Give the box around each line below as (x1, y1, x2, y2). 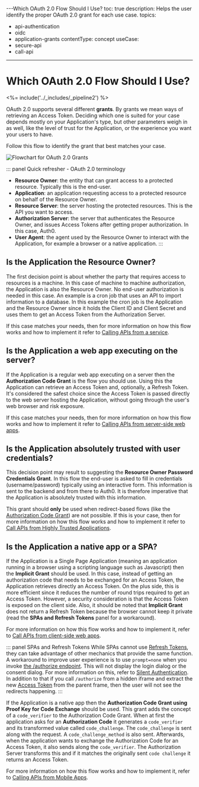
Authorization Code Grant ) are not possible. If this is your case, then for (6, 512, 181, 519)
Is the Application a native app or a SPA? (6, 542, 158, 552)
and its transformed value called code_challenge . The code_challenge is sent (6, 725, 192, 732)
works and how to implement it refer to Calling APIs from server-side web (6, 420, 185, 427)
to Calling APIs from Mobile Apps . (6, 774, 89, 781)
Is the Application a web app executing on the (6, 346, 178, 356)
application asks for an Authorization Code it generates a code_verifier (6, 718, 184, 725)
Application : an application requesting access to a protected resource (14, 189, 187, 197)
